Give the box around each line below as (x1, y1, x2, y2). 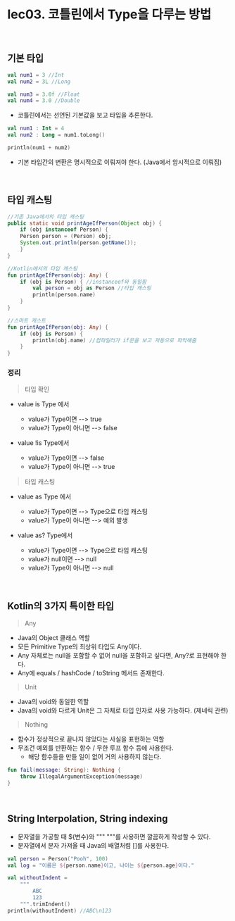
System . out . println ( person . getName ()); (20, 239, 137, 246)
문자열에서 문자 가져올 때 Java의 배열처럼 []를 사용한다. (17, 841, 170, 849)
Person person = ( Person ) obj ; (20, 233, 112, 240)
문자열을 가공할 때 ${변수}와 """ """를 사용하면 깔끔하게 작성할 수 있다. (17, 832, 211, 841)
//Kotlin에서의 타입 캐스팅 (7, 265, 78, 272)
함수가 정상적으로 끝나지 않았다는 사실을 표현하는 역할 (17, 735, 165, 744)
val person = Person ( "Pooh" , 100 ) (7, 855, 109, 863)
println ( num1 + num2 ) (7, 144, 71, 151)
